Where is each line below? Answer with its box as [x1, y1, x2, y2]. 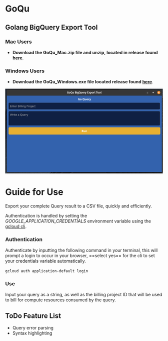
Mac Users [5, 38, 32, 45]
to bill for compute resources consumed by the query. [5, 297, 116, 303]
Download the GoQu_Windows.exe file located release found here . [12, 79, 153, 85]
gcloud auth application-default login [5, 268, 88, 274]
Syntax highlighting [12, 330, 52, 336]
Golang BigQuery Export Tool [5, 23, 98, 32]
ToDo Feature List [5, 311, 61, 320]
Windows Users [5, 67, 45, 74]
